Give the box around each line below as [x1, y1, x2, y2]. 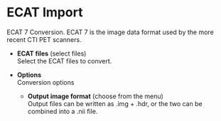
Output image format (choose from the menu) [27, 92, 164, 100]
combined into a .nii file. [27, 107, 98, 115]
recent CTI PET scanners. [6, 35, 82, 43]
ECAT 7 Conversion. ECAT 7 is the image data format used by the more [6, 28, 214, 36]
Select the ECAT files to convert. [16, 56, 112, 65]
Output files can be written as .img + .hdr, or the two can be [27, 99, 203, 107]
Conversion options [16, 78, 75, 86]
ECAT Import [6, 4, 83, 21]
